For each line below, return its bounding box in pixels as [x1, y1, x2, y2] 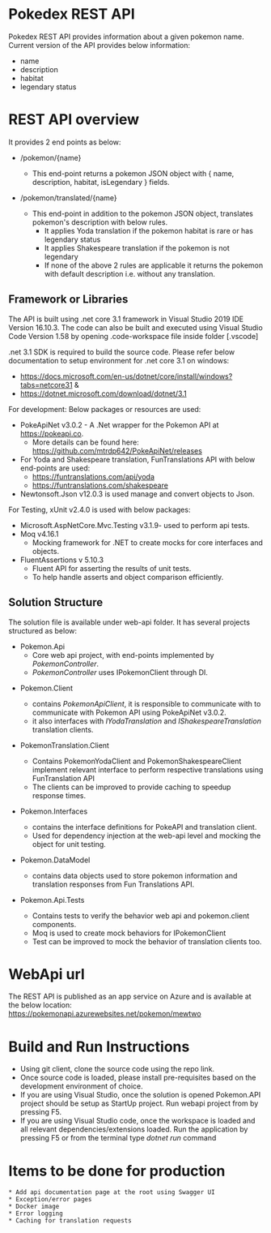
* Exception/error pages [8, 1196, 92, 1204]
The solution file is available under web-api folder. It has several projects [8, 617, 251, 627]
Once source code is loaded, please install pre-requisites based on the [19, 1072, 256, 1083]
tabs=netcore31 [19, 380, 73, 389]
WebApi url [8, 964, 85, 983]
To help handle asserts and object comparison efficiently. [32, 572, 224, 582]
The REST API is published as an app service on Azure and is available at [8, 991, 252, 1002]
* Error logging [8, 1209, 63, 1218]
